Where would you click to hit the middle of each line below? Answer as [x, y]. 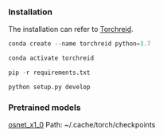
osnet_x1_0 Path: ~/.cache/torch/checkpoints [82, 125]
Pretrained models [45, 108]
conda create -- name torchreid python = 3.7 [80, 44]
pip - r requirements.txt [49, 73]
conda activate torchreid [51, 58]
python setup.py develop [49, 87]
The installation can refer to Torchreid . [71, 29]
